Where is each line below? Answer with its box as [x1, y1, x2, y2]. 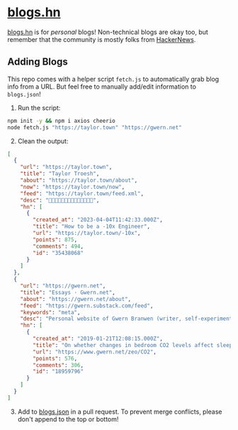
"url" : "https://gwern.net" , [20, 282, 106, 290]
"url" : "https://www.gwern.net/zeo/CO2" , [33, 348, 157, 355]
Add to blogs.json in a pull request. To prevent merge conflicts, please [17, 407, 222, 416]
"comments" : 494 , [33, 243, 84, 250]
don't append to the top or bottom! [17, 414, 119, 423]
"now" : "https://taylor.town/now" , [20, 183, 125, 190]
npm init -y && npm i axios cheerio [7, 117, 115, 124]
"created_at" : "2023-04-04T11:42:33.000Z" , [33, 216, 163, 224]
